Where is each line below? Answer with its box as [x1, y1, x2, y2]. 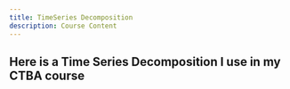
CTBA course [9, 68, 85, 83]
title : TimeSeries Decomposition [9, 12, 133, 22]
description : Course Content [9, 21, 117, 30]
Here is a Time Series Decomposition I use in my [9, 54, 281, 69]
